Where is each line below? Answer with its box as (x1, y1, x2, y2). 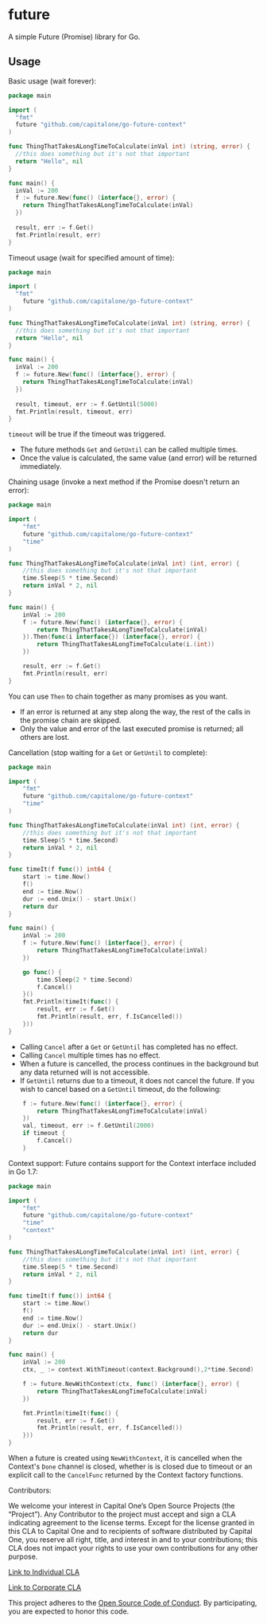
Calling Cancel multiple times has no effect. (19, 1050, 161, 1060)
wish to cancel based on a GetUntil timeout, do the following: (19, 1084, 222, 1094)
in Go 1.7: (8, 1167, 38, 1176)
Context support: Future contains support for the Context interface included (8, 1158, 257, 1168)
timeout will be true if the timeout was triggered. (8, 429, 166, 439)
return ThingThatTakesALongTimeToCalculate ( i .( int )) (37, 640, 215, 648)
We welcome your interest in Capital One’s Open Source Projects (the (8, 1501, 235, 1510)
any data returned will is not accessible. (19, 1067, 150, 1077)
